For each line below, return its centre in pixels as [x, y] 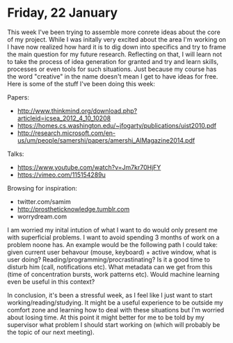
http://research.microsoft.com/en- [66, 133]
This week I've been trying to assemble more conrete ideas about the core [114, 32]
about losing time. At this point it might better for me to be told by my [106, 317]
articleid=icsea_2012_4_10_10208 [64, 118]
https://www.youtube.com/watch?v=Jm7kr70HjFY [89, 167]
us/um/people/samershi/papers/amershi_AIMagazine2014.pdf [106, 140]
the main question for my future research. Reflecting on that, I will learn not [115, 54]
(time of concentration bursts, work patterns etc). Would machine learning [114, 274]
